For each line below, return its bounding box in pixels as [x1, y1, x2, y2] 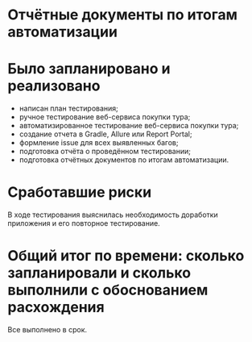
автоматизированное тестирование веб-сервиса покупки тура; [19, 121, 239, 131]
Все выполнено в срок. [7, 325, 88, 334]
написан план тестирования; [19, 103, 118, 114]
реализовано [7, 77, 101, 95]
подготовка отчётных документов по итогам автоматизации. [19, 155, 229, 165]
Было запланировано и [7, 60, 171, 78]
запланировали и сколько [7, 264, 191, 282]
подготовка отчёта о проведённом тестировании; [19, 147, 191, 156]
